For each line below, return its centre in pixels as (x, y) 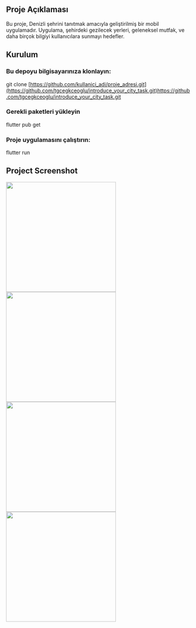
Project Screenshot (42, 171)
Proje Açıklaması (37, 10)
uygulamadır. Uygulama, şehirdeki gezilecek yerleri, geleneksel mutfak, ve (95, 30)
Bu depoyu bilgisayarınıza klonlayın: (59, 72)
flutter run (18, 152)
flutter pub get (23, 124)
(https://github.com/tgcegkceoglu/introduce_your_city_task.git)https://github (98, 90)
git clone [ (18, 84)
